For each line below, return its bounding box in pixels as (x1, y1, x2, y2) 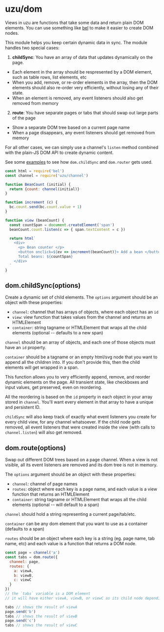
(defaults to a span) (5, 526, 45, 532)
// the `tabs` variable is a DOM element (5, 591, 91, 596)
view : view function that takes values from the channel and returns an (12, 314, 152, 320)
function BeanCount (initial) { (5, 182, 71, 187)
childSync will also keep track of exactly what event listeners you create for (5, 414, 157, 420)
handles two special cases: (5, 45, 60, 51)
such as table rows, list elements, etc (12, 74, 87, 80)
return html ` (9, 236, 36, 241)
